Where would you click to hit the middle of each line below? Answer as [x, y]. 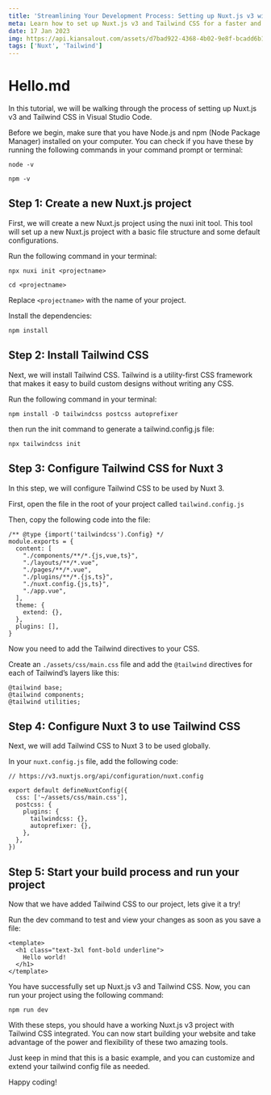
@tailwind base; [35, 688]
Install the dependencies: [50, 316]
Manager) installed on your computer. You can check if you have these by [131, 142]
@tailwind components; [46, 694]
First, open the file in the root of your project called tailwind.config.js [126, 503]
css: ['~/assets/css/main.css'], [72, 798]
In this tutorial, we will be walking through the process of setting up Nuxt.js [132, 108]
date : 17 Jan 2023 [39, 31]
